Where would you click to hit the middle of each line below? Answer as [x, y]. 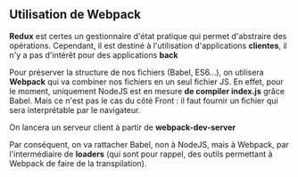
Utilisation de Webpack [75, 15]
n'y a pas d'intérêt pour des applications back [94, 55]
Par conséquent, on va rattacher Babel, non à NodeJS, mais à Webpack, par [149, 144]
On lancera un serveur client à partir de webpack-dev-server [123, 127]
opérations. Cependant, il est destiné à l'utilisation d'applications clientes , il [148, 45]
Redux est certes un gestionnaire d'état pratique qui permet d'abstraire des [148, 36]
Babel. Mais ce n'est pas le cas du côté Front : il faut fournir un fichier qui [144, 101]
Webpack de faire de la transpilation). [78, 163]
